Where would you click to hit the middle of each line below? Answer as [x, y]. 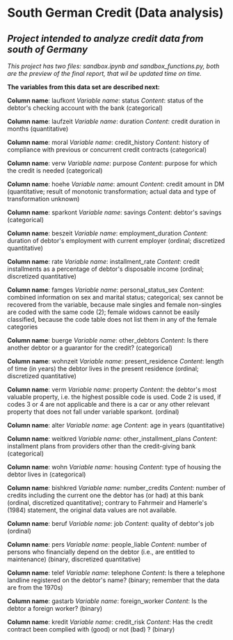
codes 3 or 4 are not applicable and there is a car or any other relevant [109, 404]
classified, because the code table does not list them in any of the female [112, 319]
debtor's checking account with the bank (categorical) [85, 108]
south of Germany [48, 49]
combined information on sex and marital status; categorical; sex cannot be [115, 297]
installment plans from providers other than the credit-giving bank [102, 446]
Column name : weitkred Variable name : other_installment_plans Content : [112, 439]
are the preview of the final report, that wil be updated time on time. [104, 73]
